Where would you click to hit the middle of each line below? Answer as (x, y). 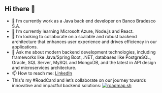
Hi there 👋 (20, 9)
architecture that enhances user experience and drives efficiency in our (84, 42)
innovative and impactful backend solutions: (56, 85)
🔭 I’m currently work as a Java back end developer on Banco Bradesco (84, 21)
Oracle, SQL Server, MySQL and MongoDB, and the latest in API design (84, 62)
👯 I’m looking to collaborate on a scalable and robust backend (74, 36)
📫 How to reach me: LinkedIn (42, 73)
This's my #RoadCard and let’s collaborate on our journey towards (79, 80)
